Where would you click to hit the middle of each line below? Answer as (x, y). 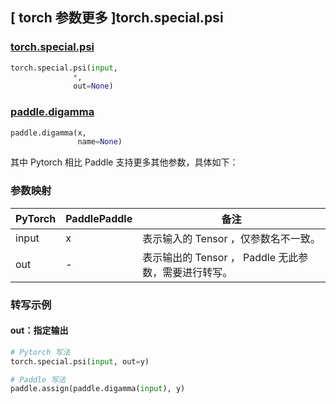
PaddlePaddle (99, 218)
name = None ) (100, 142)
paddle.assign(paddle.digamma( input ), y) (98, 389)
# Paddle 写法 (38, 379)
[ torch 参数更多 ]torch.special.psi (117, 18)
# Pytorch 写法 (40, 352)
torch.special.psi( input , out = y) (80, 361)
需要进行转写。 (197, 272)
